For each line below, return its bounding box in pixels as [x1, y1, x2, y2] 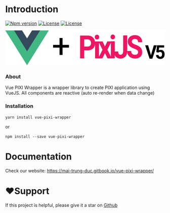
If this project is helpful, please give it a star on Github [5, 202, 118, 208]
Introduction [5, 4, 59, 15]
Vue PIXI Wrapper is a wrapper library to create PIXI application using [5, 84, 150, 91]
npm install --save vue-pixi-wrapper [5, 134, 85, 139]
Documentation [5, 151, 72, 162]
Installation [5, 103, 34, 110]
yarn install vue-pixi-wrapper [5, 115, 71, 120]
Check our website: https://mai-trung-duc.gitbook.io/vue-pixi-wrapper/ [5, 167, 154, 174]
